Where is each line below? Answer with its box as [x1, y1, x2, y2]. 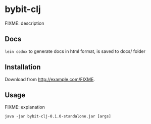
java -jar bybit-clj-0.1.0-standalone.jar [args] [5, 114, 112, 119]
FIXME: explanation [5, 104, 45, 110]
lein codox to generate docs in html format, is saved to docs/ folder [5, 48, 146, 54]
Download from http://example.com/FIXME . [5, 76, 95, 82]
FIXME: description [5, 20, 44, 26]
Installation [5, 63, 41, 72]
